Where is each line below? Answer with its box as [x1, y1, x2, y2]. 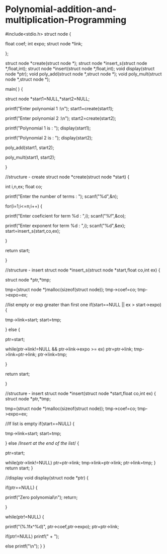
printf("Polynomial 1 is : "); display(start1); [5, 125, 91, 131]
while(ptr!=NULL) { [5, 514, 44, 520]
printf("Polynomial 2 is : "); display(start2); [5, 134, 93, 141]
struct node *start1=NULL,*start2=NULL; [5, 96, 90, 102]
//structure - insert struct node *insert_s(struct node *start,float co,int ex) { [5, 267, 160, 273]
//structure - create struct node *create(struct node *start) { [5, 174, 130, 180]
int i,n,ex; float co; [5, 183, 43, 189]
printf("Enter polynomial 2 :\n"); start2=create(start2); [5, 115, 117, 121]
